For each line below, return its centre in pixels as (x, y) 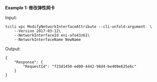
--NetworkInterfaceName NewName (47, 40)
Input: (11, 18)
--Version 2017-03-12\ (38, 31)
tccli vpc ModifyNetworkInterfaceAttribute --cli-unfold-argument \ (79, 27)
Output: (13, 49)
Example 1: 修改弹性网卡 (30, 8)
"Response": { (29, 62)
